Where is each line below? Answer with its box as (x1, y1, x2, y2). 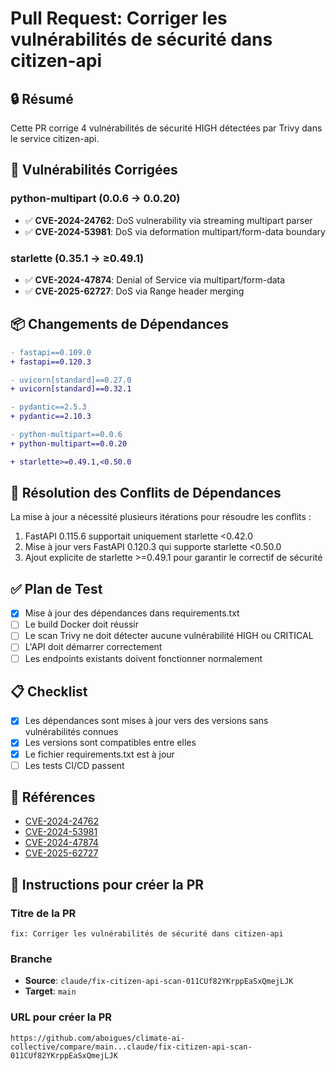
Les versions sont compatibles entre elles (24, 737, 197, 749)
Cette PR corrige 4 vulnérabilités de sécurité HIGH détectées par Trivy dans (10, 122, 323, 134)
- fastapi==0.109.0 (10, 347, 92, 357)
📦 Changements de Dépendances (10, 316, 230, 333)
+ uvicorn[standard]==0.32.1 (10, 384, 132, 394)
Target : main (24, 985, 77, 997)
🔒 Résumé (10, 90, 74, 107)
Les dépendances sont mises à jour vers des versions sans (24, 715, 269, 727)
